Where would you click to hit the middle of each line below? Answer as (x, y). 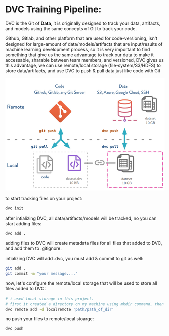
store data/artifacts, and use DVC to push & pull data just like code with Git (83, 71)
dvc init (14, 208)
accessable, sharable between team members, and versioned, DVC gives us (85, 60)
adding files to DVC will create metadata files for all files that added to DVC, (84, 243)
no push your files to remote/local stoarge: (50, 319)
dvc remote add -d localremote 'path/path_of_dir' (60, 309)
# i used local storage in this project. (50, 299)
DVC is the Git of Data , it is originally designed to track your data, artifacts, (83, 23)
